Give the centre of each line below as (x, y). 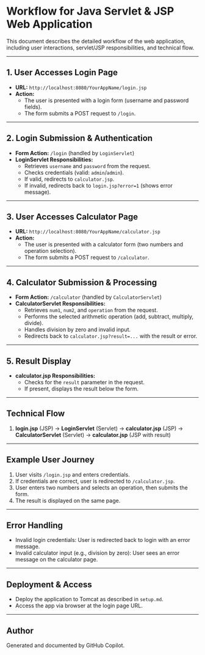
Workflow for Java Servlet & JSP (90, 11)
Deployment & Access (49, 584)
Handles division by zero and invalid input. (77, 330)
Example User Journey (50, 460)
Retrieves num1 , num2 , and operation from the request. (91, 310)
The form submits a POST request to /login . (80, 113)
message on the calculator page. (56, 560)
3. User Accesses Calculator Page (72, 217)
